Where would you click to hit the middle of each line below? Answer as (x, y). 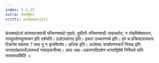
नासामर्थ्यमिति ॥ (18, 56)
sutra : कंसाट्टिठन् (20, 14)
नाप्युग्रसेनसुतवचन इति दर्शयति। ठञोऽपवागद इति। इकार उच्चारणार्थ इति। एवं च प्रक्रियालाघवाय (79, 39)
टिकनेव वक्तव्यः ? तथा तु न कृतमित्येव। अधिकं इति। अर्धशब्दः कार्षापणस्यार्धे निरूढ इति (73, 44)
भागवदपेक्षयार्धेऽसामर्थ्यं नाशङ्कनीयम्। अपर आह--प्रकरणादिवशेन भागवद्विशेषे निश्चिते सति (74, 50)
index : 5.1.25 (20, 10)
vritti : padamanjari (27, 19)
